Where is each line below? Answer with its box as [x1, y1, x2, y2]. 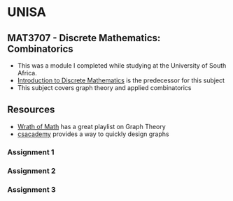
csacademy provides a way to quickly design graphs [17, 130, 169, 138]
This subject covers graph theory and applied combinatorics [17, 84, 192, 91]
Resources [7, 104, 55, 116]
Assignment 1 [7, 147, 55, 157]
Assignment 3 [7, 184, 56, 194]
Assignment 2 [7, 165, 56, 175]
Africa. [17, 69, 37, 77]
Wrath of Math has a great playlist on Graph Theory [17, 122, 166, 131]
